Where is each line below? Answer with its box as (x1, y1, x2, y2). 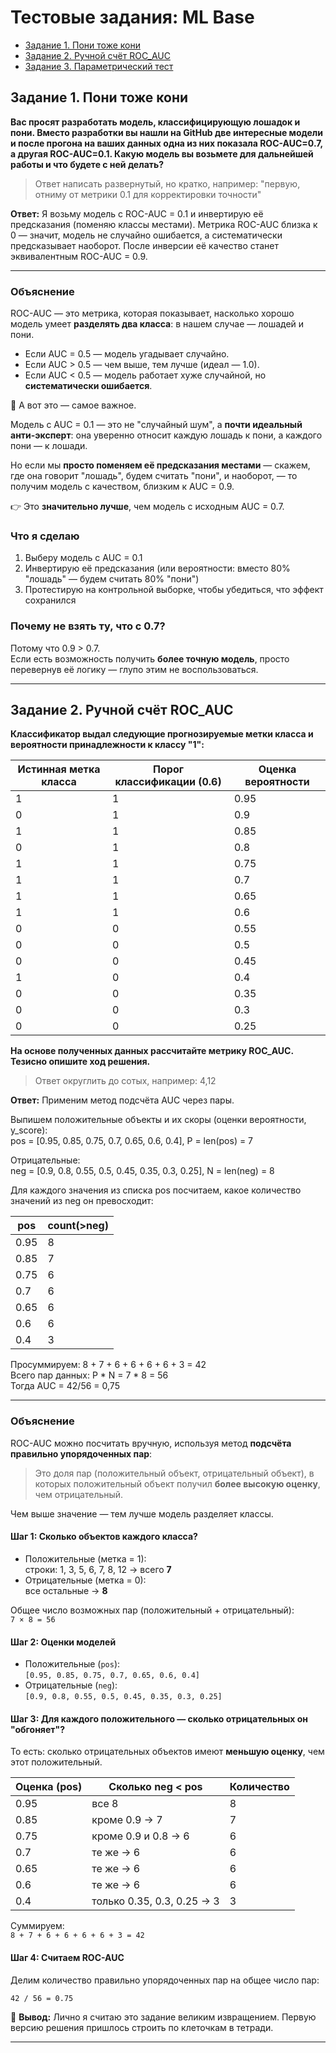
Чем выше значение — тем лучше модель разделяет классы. (10, 1507, 274, 1520)
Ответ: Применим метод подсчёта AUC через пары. (10, 1094, 235, 1106)
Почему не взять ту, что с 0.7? (10, 619, 166, 633)
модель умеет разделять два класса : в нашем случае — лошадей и (10, 318, 305, 330)
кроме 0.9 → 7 (91, 1813, 163, 1827)
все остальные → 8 (24, 1584, 108, 1596)
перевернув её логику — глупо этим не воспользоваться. (10, 663, 259, 675)
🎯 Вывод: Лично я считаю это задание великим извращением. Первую (10, 2011, 317, 2023)
